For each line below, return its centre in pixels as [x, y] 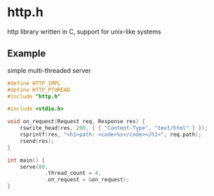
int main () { [26, 160]
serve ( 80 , [34, 167]
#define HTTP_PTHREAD [39, 90]
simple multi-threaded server [49, 70]
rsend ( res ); [37, 141]
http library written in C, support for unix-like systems [84, 31]
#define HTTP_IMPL [34, 83]
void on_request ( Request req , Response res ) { [76, 122]
